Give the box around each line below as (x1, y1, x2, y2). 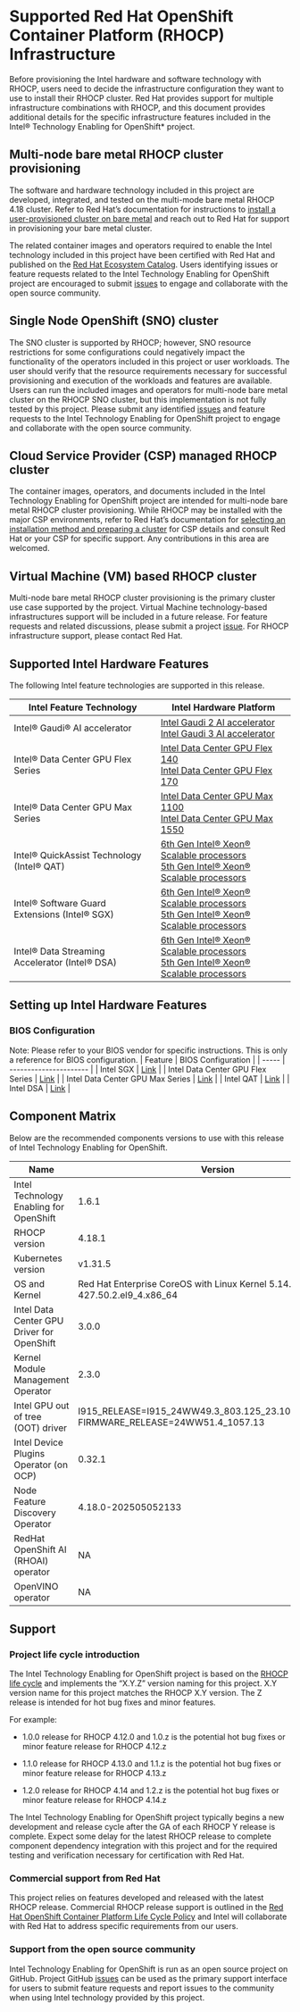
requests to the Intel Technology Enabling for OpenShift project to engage (9, 413, 281, 423)
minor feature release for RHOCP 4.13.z (21, 1768, 167, 1779)
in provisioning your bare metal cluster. (9, 222, 153, 233)
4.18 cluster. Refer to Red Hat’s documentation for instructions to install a (9, 204, 277, 214)
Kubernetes (13, 1252, 62, 1265)
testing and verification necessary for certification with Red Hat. (9, 1850, 245, 1861)
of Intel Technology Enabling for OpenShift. (9, 1141, 168, 1153)
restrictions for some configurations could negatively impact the (9, 346, 246, 357)
